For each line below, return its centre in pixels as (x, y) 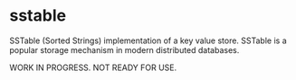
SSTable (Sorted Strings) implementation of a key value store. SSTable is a (148, 40)
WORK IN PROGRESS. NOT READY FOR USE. (93, 67)
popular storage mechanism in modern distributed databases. (124, 49)
